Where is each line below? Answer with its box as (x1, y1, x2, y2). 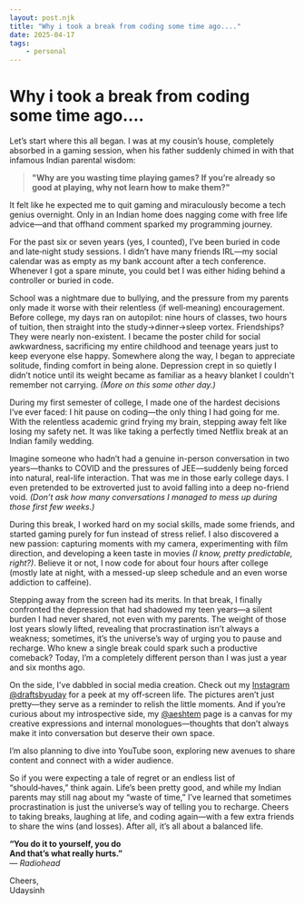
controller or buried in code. (9, 275, 114, 286)
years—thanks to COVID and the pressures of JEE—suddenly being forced (9, 463, 289, 474)
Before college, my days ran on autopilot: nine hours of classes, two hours (9, 312, 288, 323)
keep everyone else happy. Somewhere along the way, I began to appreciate (9, 350, 296, 361)
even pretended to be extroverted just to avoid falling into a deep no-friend (9, 482, 289, 493)
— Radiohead (9, 858, 61, 869)
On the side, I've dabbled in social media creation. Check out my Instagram (9, 680, 290, 691)
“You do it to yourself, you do (9, 839, 122, 850)
